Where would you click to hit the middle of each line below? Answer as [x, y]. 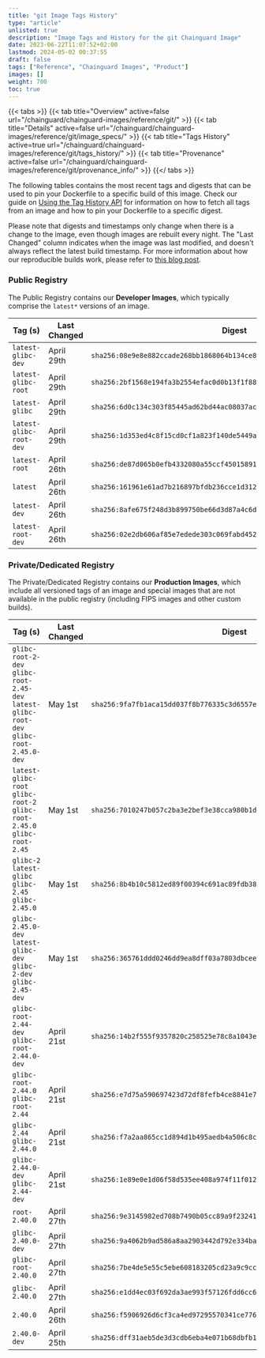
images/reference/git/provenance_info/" [74, 170]
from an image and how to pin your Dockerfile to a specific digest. [116, 211]
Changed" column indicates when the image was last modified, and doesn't [131, 243]
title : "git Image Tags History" [63, 15]
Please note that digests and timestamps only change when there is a [121, 226]
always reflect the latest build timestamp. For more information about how [128, 251]
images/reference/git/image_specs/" [68, 137]
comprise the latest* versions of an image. [79, 306]
